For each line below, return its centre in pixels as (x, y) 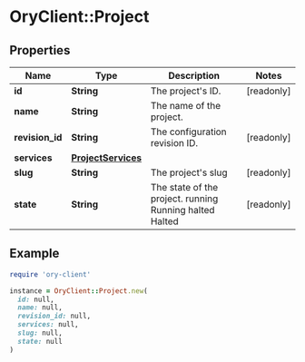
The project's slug (189, 172)
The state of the (184, 187)
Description (194, 76)
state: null (40, 341)
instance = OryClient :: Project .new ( (79, 291)
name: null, (40, 308)
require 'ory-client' (50, 274)
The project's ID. (186, 91)
